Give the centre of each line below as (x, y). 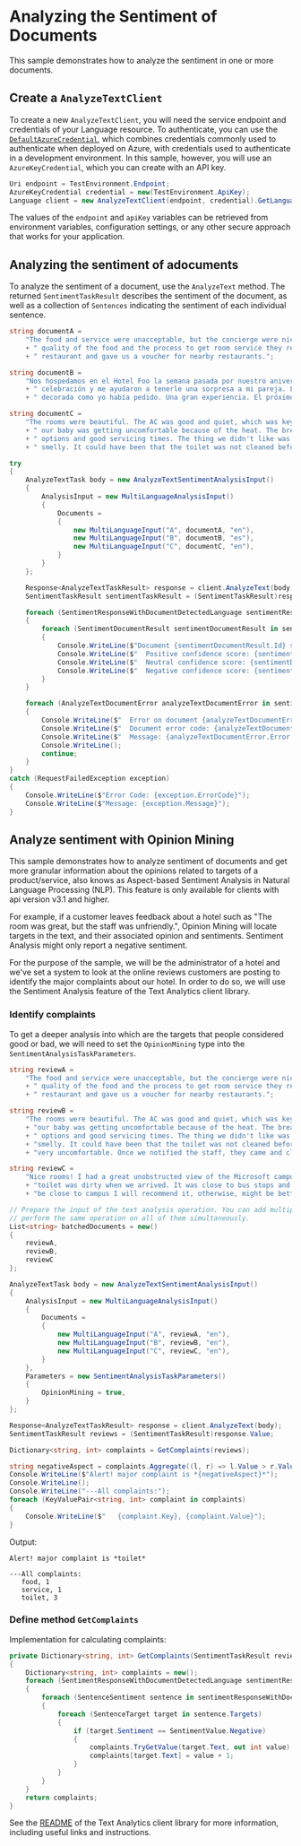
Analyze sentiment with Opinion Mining (122, 840)
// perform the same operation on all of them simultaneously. (130, 1218)
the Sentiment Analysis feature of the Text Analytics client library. (130, 992)
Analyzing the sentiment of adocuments (124, 265)
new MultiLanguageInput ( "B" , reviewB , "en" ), (143, 1343)
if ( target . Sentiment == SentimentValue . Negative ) (170, 1731)
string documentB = (46, 373)
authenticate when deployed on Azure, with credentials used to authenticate (150, 148)
